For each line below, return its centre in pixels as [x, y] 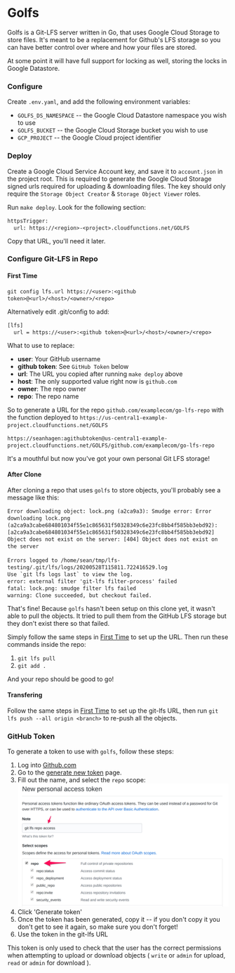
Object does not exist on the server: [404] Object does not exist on [113, 539]
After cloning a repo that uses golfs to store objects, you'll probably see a [114, 490]
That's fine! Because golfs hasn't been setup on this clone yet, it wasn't [111, 608]
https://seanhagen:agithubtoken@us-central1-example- [88, 438]
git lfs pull [36, 658]
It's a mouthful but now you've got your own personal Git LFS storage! [109, 458]
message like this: [33, 497]
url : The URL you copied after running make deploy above [100, 374]
